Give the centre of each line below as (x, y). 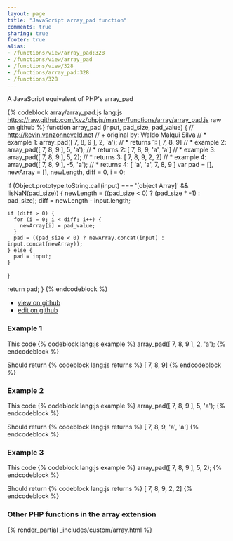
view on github (39, 303)
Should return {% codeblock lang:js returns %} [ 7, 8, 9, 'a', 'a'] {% (103, 427)
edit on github (38, 310)
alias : (17, 46)
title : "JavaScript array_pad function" (67, 20)
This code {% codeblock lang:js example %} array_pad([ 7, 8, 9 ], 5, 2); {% (115, 468)
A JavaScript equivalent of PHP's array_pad (70, 99)
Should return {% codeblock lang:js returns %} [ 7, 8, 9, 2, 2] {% (100, 489)
